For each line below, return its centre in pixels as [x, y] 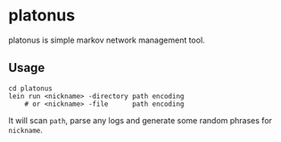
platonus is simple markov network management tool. [107, 40]
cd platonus [30, 88]
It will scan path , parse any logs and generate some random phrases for [140, 120]
